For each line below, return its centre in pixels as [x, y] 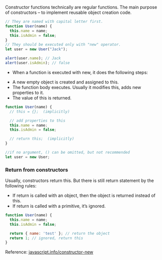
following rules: [21, 186]
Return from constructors [37, 170]
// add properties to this [38, 121]
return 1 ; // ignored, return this [46, 238]
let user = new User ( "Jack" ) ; [37, 49]
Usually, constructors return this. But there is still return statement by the [80, 180]
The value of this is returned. [42, 98]
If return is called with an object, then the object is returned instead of [84, 195]
